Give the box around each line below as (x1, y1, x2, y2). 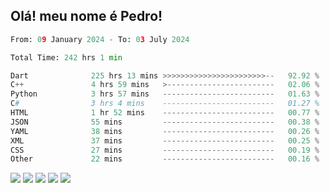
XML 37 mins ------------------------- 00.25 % (10, 135, 320, 146)
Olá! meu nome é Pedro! (10, 8, 163, 25)
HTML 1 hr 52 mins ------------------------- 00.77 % (10, 108, 320, 118)
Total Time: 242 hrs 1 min (10, 52, 123, 63)
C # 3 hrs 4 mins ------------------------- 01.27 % (10, 99, 320, 109)
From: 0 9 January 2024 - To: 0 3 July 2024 (10, 34, 190, 44)
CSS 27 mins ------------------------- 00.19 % (10, 145, 320, 155)
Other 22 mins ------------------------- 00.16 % (10, 154, 320, 164)
